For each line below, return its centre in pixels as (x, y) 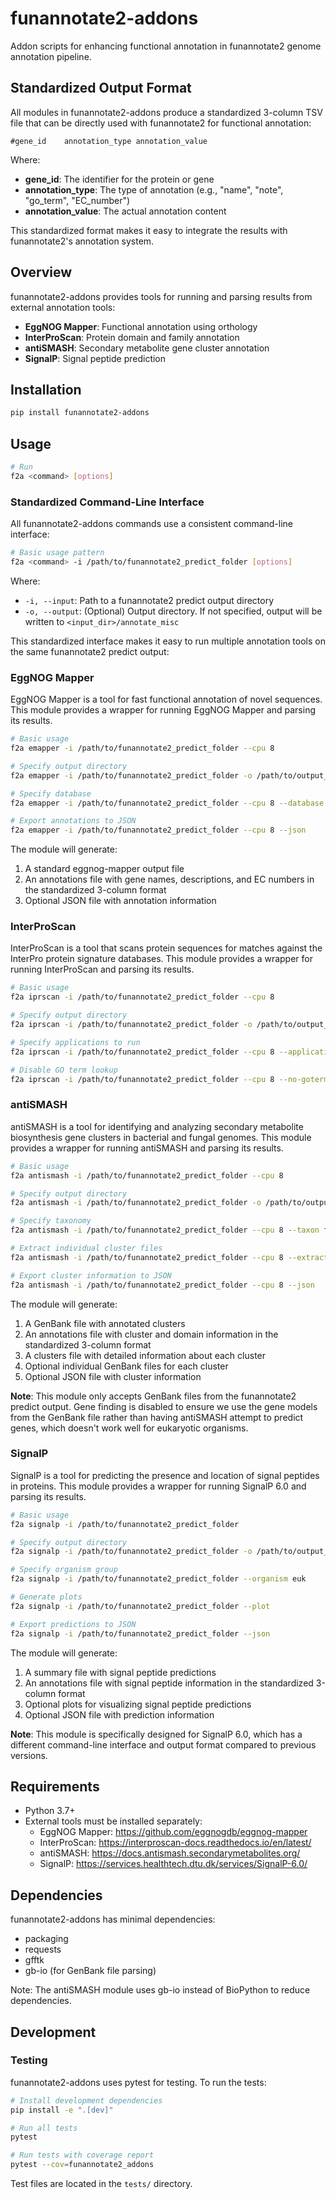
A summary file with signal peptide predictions (120, 1672)
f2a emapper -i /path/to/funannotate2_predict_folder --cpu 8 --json (158, 830)
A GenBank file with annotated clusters (105, 1323)
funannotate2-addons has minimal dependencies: (113, 1919)
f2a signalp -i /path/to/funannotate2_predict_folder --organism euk (158, 1579)
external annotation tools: (63, 307)
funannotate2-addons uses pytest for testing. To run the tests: (138, 2082)
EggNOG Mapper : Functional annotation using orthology (141, 326)
